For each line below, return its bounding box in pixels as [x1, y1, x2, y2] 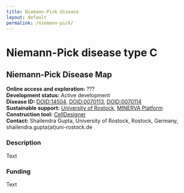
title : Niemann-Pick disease [6, 8, 79, 15]
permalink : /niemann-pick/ [6, 20, 74, 26]
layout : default [6, 14, 47, 20]
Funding [6, 167, 31, 176]
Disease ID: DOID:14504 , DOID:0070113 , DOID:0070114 [6, 98, 142, 105]
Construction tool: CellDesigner [6, 111, 86, 118]
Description [6, 138, 41, 147]
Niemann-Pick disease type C [6, 46, 158, 59]
